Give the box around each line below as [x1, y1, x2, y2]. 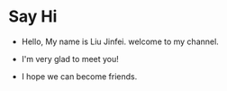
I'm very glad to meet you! [21, 53, 119, 64]
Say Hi [8, 6, 58, 27]
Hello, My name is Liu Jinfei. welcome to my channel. [21, 36, 220, 47]
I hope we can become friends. [21, 70, 138, 82]
